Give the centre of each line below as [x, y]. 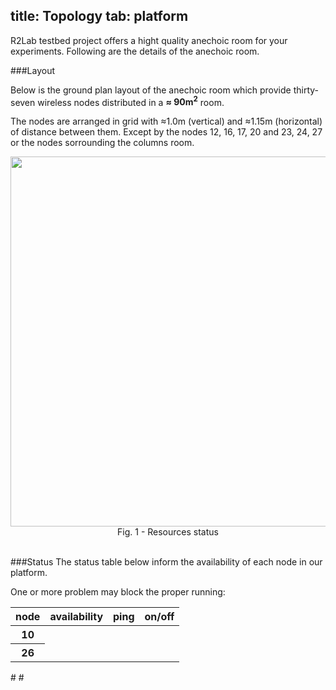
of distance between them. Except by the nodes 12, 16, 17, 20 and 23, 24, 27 [166, 132]
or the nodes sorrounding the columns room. [102, 143]
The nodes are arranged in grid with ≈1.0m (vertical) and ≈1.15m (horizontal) [166, 121]
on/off [159, 617]
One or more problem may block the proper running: [118, 592]
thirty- [306, 90]
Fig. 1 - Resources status [168, 532]
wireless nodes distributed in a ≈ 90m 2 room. [131, 101]
